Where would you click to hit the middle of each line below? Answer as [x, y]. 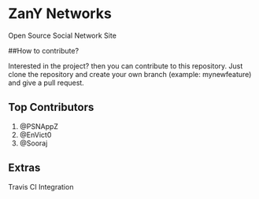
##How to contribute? [44, 50]
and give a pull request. [46, 83]
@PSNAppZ [39, 126]
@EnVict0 [35, 135]
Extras [24, 168]
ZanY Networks [60, 14]
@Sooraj [33, 143]
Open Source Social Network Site [62, 35]
